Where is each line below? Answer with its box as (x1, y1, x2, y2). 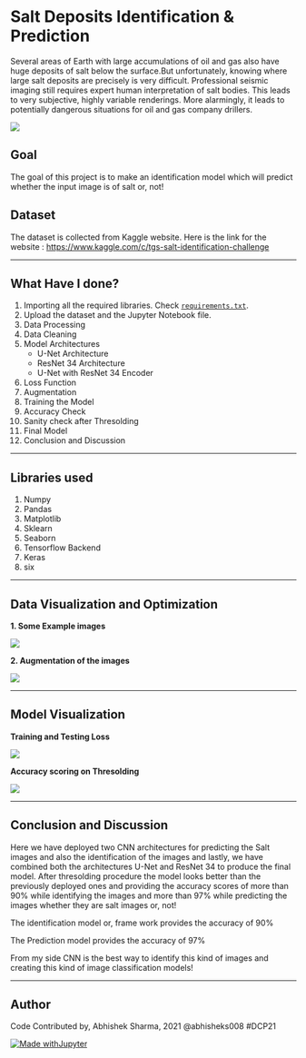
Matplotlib (23, 513, 62, 524)
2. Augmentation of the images (10, 656, 130, 666)
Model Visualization (10, 707, 126, 723)
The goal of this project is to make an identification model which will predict (10, 171, 293, 183)
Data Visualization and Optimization (10, 597, 219, 612)
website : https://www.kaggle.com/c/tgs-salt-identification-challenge (10, 241, 270, 252)
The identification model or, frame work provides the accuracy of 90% (10, 917, 274, 928)
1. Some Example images (10, 620, 106, 631)
